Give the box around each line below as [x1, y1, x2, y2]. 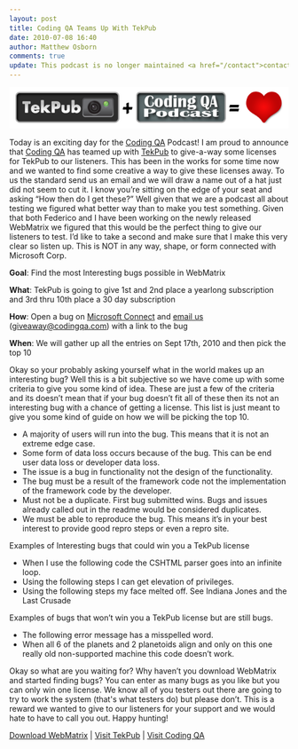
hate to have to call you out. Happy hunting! [9, 713, 169, 723]
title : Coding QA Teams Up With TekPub [9, 23, 157, 33]
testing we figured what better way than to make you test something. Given [9, 202, 284, 213]
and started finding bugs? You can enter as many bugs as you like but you [9, 674, 280, 685]
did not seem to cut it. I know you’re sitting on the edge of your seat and [9, 184, 273, 194]
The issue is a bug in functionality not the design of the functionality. [21, 466, 273, 477]
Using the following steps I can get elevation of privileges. [21, 576, 235, 587]
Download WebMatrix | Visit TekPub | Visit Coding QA [9, 729, 206, 740]
